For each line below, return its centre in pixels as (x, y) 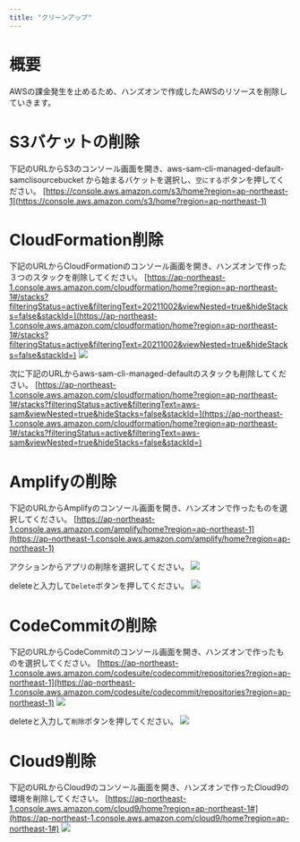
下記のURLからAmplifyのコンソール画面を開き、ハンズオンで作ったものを (145, 508)
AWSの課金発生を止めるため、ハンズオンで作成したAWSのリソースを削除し (149, 91)
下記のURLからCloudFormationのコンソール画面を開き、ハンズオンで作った (148, 266)
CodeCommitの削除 (83, 626)
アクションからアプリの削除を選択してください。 (99, 567)
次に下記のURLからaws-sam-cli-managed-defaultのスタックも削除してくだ (148, 374)
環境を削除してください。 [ (59, 799)
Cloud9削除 (53, 761)
